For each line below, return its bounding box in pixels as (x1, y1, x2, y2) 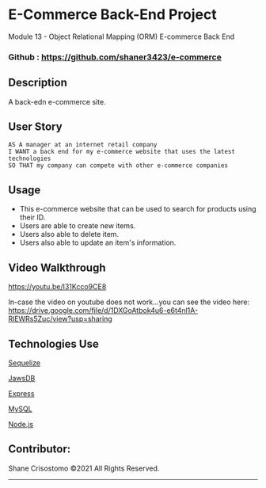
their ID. (19, 212, 46, 223)
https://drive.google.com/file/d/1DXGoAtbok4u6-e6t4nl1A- (8, 306, 199, 315)
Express (8, 388, 35, 398)
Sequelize (8, 358, 41, 368)
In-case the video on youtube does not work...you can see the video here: (8, 297, 250, 307)
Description (8, 76, 67, 90)
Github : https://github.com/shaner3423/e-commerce (8, 51, 222, 63)
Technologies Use (8, 337, 99, 350)
